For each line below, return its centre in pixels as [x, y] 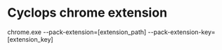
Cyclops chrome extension [87, 13]
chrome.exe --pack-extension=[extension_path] [77, 32]
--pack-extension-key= [182, 32]
